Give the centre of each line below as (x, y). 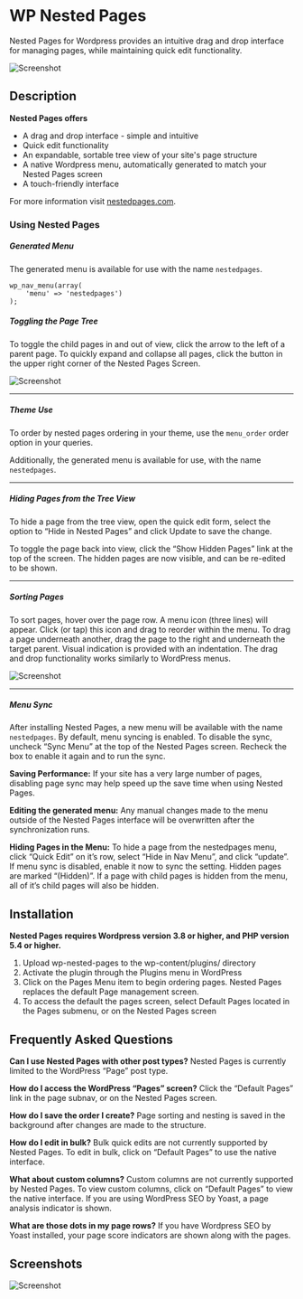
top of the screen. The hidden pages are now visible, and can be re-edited (147, 558)
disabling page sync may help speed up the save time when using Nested (147, 784)
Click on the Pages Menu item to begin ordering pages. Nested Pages (152, 983)
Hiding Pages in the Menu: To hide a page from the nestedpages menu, (143, 847)
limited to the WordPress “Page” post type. (89, 1071)
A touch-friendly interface (71, 184)
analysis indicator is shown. (61, 1209)
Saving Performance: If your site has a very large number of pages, (136, 774)
